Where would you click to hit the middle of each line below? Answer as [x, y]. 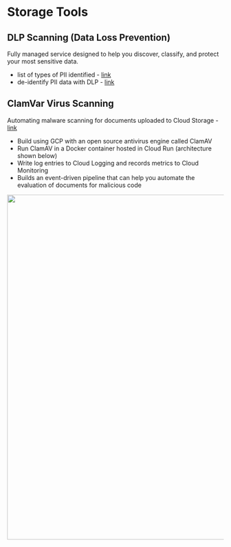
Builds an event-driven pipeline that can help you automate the [106, 177]
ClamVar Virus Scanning [61, 104]
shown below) [37, 155]
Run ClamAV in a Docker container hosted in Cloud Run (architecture [114, 148]
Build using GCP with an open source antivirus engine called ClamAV [114, 141]
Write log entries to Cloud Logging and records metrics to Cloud [108, 163]
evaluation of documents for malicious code [79, 185]
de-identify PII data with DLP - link [66, 82]
